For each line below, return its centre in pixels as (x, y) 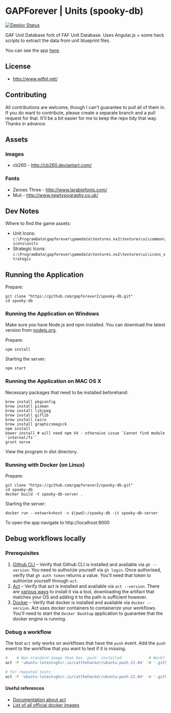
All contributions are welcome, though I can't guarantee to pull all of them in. (85, 107)
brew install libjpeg (28, 411)
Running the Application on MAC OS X (53, 381)
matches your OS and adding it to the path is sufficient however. (80, 597)
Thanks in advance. (26, 123)
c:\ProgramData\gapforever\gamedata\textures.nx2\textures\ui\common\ (89, 239)
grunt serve (18, 442)
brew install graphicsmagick (36, 424)
